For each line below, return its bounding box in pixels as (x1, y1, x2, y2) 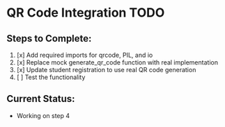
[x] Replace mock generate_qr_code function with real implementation (16, 58, 219, 67)
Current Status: (6, 93, 75, 105)
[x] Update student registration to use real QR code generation (16, 66, 196, 74)
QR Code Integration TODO (6, 5, 165, 21)
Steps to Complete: (6, 33, 92, 44)
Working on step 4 (16, 111, 70, 119)
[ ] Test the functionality (16, 73, 86, 81)
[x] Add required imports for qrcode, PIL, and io (16, 51, 153, 59)
